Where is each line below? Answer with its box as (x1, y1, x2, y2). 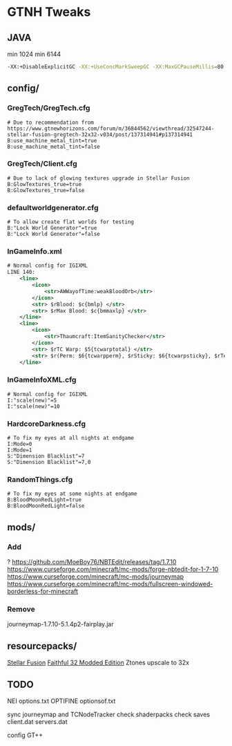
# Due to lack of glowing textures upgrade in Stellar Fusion (7, 174, 190, 182)
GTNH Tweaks (7, 4, 91, 20)
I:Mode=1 (7, 447, 32, 454)
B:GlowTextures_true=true (7, 180, 81, 187)
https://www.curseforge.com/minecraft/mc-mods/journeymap (7, 572, 184, 581)
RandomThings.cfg (7, 474, 73, 484)
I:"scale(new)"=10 (7, 402, 60, 410)
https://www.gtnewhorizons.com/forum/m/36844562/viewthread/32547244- (7, 125, 215, 132)
